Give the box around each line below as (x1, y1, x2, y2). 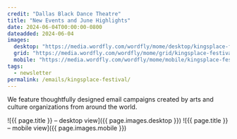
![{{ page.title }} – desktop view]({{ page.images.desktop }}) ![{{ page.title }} (7, 116, 229, 125)
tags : (7, 63, 23, 70)
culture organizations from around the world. (7, 103, 138, 111)
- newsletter (13, 69, 52, 76)
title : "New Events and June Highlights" (7, 17, 131, 24)
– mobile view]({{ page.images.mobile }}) (7, 124, 127, 133)
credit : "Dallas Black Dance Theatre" (7, 10, 121, 18)
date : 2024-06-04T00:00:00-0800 (7, 23, 102, 30)
